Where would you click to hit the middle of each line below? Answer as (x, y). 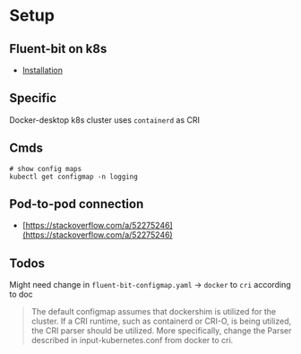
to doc (21, 294)
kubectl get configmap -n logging (74, 177)
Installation (43, 70)
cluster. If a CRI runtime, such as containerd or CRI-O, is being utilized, (161, 321)
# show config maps (46, 168)
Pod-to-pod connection (77, 204)
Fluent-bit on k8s (58, 49)
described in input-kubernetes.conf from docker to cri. (132, 341)
